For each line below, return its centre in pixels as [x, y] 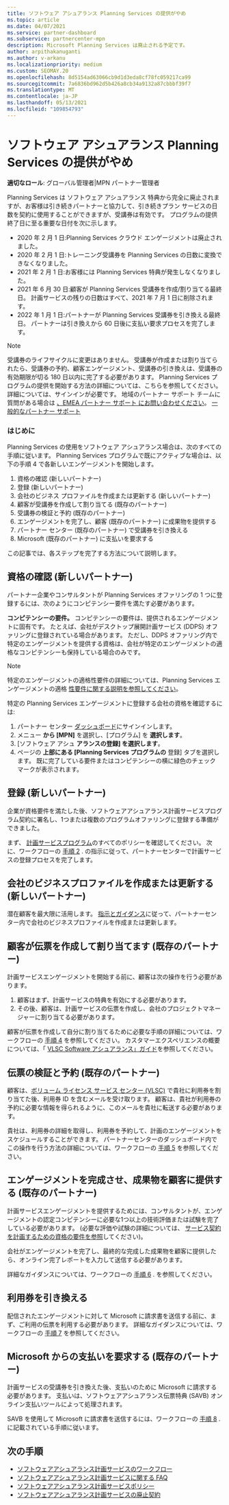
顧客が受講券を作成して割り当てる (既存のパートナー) [92, 504]
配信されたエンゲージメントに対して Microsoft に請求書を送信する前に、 [109, 1316]
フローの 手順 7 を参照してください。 [71, 1333]
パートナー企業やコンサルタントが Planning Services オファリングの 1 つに [112, 595]
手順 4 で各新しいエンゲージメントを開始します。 [88, 464]
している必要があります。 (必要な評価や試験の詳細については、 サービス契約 [114, 1228]
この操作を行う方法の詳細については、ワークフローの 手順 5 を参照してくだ [113, 1148]
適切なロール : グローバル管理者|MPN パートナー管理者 [83, 182]
